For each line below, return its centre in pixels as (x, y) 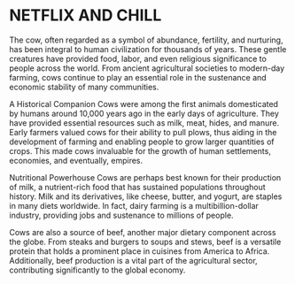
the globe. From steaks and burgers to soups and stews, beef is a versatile (145, 242)
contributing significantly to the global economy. (97, 270)
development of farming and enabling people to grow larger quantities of (142, 142)
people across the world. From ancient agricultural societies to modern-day (147, 68)
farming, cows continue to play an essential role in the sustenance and (138, 77)
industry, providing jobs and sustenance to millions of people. (121, 215)
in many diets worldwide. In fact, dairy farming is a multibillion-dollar (134, 205)
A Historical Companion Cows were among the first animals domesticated (144, 104)
